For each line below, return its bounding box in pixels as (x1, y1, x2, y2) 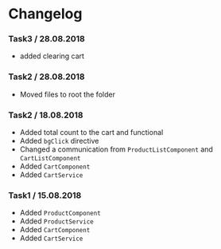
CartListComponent (19, 155, 81, 163)
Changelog (8, 5, 83, 23)
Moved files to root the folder (19, 89, 115, 99)
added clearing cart (19, 51, 85, 61)
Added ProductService (19, 216, 94, 226)
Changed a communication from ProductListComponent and (19, 144, 213, 154)
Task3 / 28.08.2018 (8, 34, 85, 45)
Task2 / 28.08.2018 (8, 71, 85, 82)
